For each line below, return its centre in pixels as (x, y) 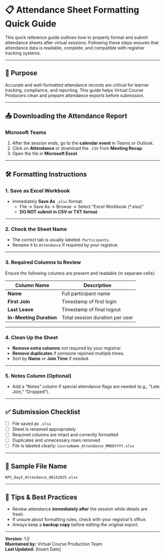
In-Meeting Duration (32, 317)
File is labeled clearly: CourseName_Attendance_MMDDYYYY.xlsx (73, 446)
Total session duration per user (97, 317)
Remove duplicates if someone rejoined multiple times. (68, 353)
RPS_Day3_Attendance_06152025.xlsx (41, 477)
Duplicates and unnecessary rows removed (56, 440)
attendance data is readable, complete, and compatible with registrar (75, 48)
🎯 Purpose (21, 73)
